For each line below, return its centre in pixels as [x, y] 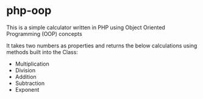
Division [25, 70]
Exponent [27, 89]
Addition [26, 77]
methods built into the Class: [42, 52]
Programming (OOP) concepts [44, 33]
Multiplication [32, 64]
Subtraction [30, 83]
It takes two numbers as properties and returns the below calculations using [102, 46]
